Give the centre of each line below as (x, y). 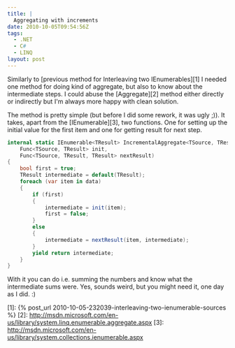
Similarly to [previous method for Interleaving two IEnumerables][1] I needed (117, 79)
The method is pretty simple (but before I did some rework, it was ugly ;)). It (116, 115)
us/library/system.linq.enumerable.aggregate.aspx (80, 323)
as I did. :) (22, 294)
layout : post (26, 59)
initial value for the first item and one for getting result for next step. (105, 129)
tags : (15, 33)
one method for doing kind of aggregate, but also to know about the (105, 86)
